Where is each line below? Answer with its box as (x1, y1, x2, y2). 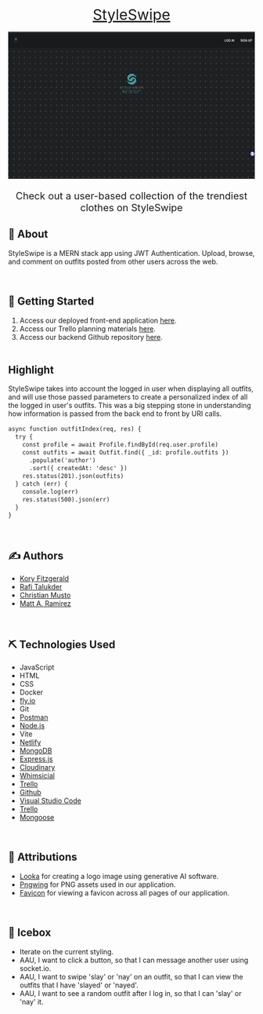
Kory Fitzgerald (19, 574, 69, 583)
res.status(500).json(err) (22, 496, 110, 504)
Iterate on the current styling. (19, 947, 114, 956)
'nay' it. (19, 997, 44, 1006)
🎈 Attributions (8, 851, 77, 864)
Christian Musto (19, 590, 71, 600)
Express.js (19, 754, 53, 764)
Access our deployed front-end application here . (19, 316, 177, 325)
